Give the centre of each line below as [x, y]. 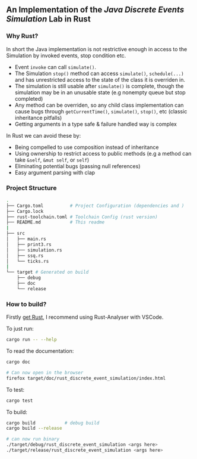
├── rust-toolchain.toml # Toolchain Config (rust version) [82, 217]
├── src [16, 234]
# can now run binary [33, 439]
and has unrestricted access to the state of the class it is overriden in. [100, 79]
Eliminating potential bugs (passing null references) [77, 166]
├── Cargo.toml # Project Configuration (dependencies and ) [95, 206]
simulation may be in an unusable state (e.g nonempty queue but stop [100, 92]
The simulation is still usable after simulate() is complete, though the [99, 86]
